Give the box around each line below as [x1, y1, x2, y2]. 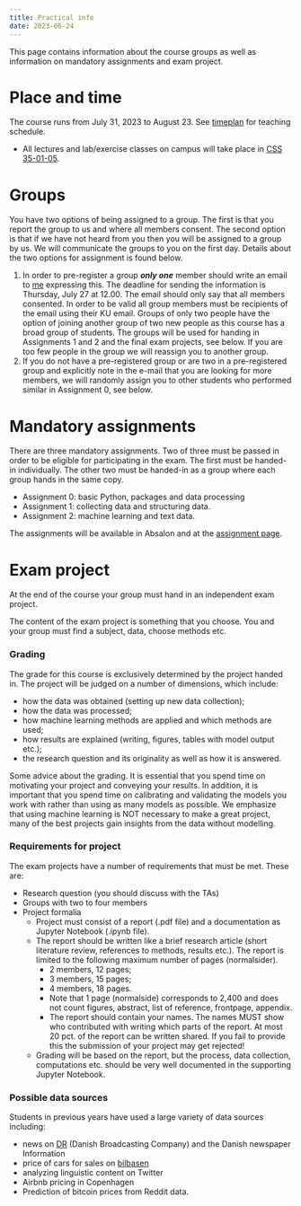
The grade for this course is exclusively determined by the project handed [9, 668, 283, 679]
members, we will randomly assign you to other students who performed [22, 374, 292, 386]
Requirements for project [9, 841, 121, 853]
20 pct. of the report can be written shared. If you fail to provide [49, 1030, 286, 1042]
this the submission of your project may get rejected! [49, 1040, 245, 1051]
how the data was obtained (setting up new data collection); [22, 695, 245, 706]
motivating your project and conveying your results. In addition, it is [9, 779, 259, 790]
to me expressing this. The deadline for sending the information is [22, 279, 267, 290]
